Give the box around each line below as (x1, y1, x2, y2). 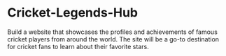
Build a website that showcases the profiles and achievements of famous (7, 28, 218, 36)
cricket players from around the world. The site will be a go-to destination (7, 35, 219, 43)
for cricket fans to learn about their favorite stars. (7, 42, 149, 50)
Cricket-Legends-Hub (7, 5, 139, 21)
